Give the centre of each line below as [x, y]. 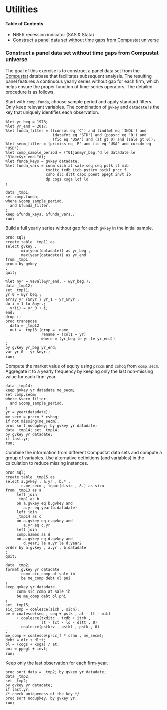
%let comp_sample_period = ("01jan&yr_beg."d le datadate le [70, 152]
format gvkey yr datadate [32, 569]
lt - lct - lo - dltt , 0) [69, 622]
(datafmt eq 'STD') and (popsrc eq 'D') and [100, 135]
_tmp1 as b [28, 499]
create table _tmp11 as [30, 242]
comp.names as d [33, 534]
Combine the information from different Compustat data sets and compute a [84, 452]
